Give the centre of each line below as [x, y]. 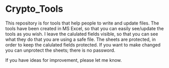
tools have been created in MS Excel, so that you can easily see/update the [84, 28]
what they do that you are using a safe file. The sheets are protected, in [81, 39]
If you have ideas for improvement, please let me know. [64, 60]
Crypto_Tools [34, 9]
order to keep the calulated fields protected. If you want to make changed [83, 44]
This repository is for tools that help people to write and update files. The [82, 23]
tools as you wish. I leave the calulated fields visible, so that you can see [82, 34]
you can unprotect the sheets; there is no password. [60, 50]
